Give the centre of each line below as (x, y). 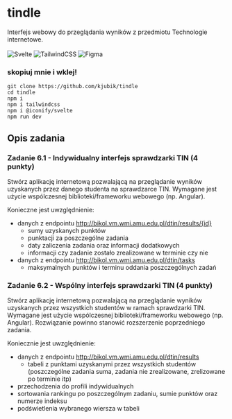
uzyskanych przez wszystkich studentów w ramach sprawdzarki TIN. (106, 308)
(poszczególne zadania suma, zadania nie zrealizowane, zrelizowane (126, 372)
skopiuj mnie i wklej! (42, 72)
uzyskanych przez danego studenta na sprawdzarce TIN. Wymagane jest (112, 189)
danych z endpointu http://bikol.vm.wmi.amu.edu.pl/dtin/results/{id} (114, 223)
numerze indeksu (42, 401)
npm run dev (24, 117)
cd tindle (22, 93)
